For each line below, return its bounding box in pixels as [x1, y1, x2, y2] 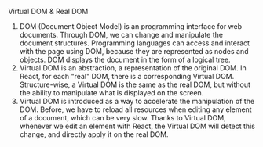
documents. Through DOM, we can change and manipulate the [19, 30, 224, 39]
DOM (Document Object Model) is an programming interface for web [19, 22, 243, 30]
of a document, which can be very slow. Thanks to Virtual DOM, [19, 113, 226, 122]
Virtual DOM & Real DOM [8, 7, 89, 16]
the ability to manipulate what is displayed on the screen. [19, 88, 204, 97]
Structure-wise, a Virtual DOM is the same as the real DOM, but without [19, 80, 251, 89]
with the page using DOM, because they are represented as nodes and [19, 47, 249, 56]
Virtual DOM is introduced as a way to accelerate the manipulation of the [19, 97, 255, 106]
